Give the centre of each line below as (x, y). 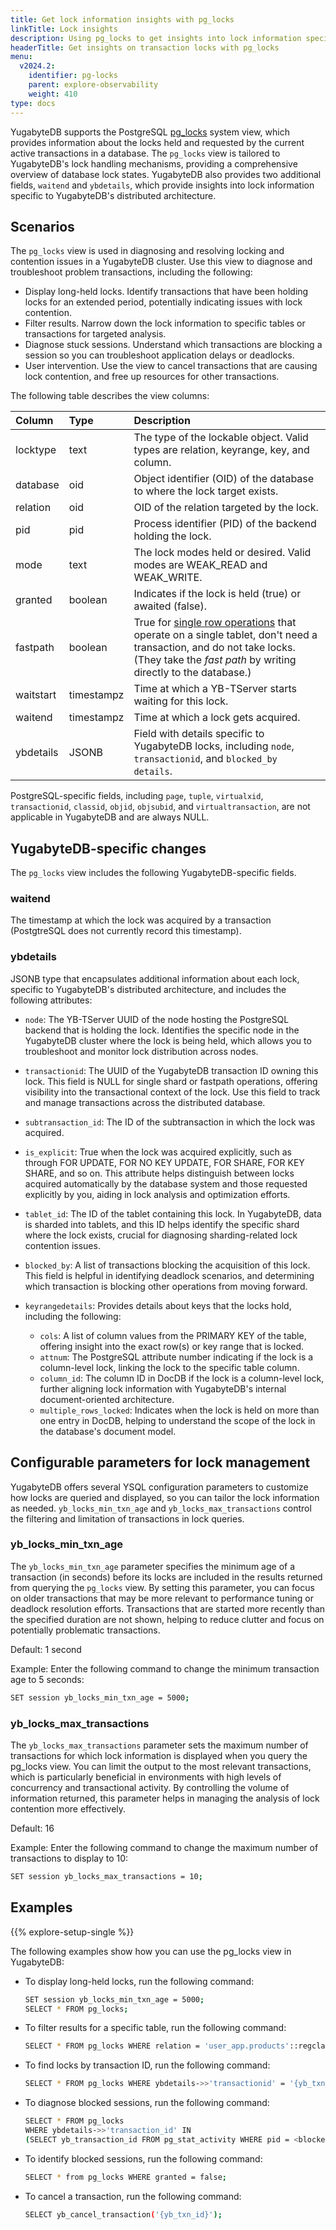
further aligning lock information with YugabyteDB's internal (163, 1388)
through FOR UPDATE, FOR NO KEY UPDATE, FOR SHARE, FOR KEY (164, 1162)
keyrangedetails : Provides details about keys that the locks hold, (158, 1305)
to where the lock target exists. (206, 491)
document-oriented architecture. (107, 1399)
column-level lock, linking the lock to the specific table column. (169, 1367)
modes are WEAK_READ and (200, 565)
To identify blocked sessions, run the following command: (143, 2158)
